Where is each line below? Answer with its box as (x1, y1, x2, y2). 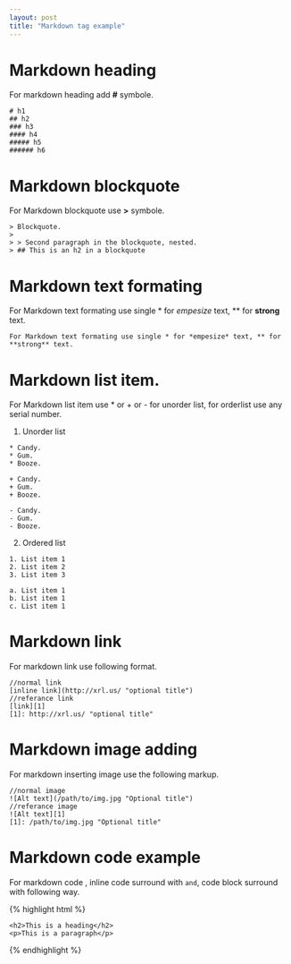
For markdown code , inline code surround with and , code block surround (9, 877, 279, 888)
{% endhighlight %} (9, 945, 82, 956)
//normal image (9, 787, 66, 796)
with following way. (9, 887, 80, 898)
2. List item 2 (9, 563, 66, 572)
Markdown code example (9, 848, 201, 868)
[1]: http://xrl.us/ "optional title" (9, 710, 154, 719)
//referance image (9, 802, 78, 811)
